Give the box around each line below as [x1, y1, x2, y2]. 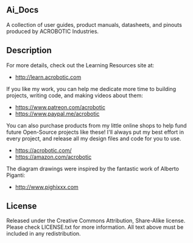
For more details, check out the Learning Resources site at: [6, 61, 155, 69]
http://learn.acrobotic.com [15, 73, 82, 81]
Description [6, 45, 52, 56]
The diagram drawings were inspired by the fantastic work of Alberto [6, 165, 180, 172]
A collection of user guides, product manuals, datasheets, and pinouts [6, 21, 183, 28]
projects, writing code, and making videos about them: [6, 92, 143, 99]
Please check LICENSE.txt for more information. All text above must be [6, 223, 184, 231]
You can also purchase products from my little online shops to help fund [6, 121, 187, 129]
